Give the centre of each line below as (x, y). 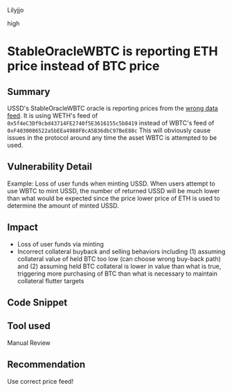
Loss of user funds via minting (60, 244)
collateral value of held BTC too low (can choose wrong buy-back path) (119, 258)
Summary (29, 92)
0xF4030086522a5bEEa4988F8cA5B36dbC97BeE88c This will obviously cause (109, 130)
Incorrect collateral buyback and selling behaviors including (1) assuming (121, 251)
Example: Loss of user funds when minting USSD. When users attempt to (111, 184)
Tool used (29, 326)
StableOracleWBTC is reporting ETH (113, 52)
